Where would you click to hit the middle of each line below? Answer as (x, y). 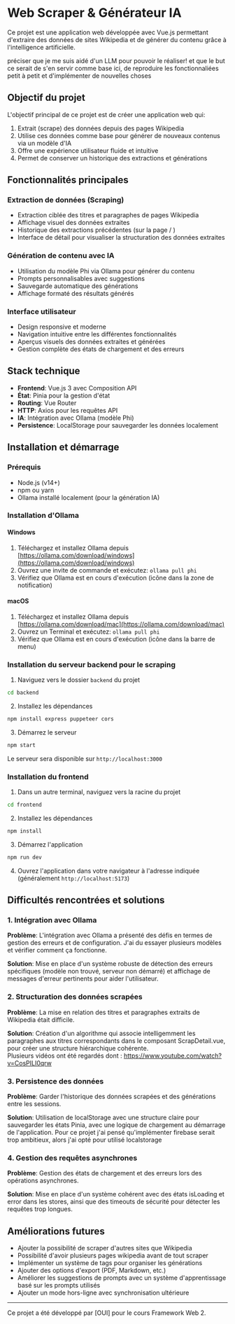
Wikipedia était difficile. (41, 1019)
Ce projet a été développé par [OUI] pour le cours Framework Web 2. (107, 1313)
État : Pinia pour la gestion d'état (64, 395)
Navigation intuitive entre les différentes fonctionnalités (97, 334)
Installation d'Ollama (43, 515)
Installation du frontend (48, 777)
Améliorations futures (56, 1231)
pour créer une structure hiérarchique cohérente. (78, 1048)
